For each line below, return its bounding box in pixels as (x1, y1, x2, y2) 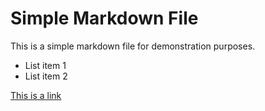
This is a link (10, 89, 62, 101)
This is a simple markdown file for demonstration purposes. (10, 40, 256, 52)
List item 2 (24, 70, 68, 82)
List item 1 (24, 59, 67, 71)
